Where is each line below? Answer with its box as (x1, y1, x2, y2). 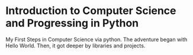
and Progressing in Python (5, 16, 139, 30)
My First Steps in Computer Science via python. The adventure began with (5, 36, 188, 43)
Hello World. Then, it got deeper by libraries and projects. (5, 42, 146, 49)
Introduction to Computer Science (5, 4, 176, 18)
